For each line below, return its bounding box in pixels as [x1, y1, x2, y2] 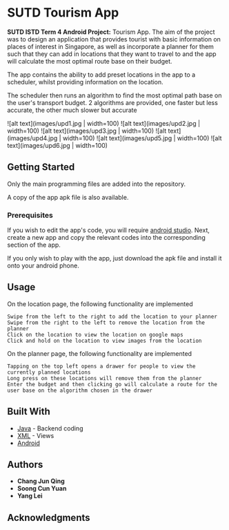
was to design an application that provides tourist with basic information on [7, 35, 221, 43]
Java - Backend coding [17, 424, 83, 433]
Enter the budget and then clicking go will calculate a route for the [7, 381, 217, 388]
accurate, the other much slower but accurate [7, 106, 137, 114]
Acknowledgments [7, 511, 91, 523]
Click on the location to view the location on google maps [7, 331, 184, 338]
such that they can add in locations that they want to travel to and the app [7, 50, 217, 58]
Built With [7, 406, 50, 417]
